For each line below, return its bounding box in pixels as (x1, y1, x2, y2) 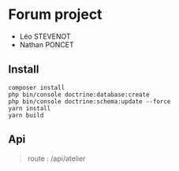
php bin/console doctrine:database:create (8, 91, 150, 99)
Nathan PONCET (19, 39, 75, 49)
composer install (8, 84, 65, 91)
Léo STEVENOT (19, 32, 71, 41)
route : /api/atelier (27, 154, 86, 163)
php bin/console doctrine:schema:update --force (8, 97, 171, 106)
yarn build (8, 111, 44, 119)
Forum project (8, 6, 103, 24)
